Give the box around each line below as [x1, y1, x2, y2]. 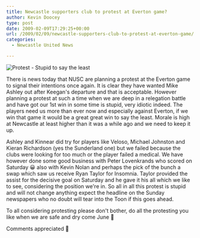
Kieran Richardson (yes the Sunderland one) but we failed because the [6, 144, 181, 152]
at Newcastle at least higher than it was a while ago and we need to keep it [6, 120, 190, 127]
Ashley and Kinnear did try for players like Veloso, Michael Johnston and [6, 138, 186, 145]
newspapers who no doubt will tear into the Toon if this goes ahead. [6, 195, 174, 203]
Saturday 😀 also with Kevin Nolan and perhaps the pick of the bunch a [6, 163, 181, 171]
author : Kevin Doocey [6, 14, 60, 20]
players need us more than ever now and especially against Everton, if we [6, 107, 189, 115]
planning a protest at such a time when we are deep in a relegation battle [6, 94, 186, 102]
